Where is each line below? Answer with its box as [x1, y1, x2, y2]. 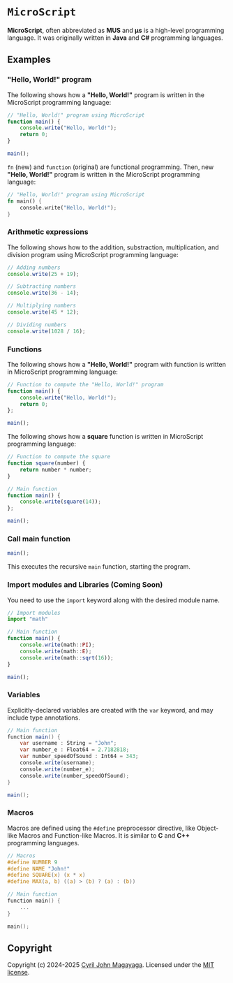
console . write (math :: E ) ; [20, 648, 92, 655]
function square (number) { [7, 460, 86, 467]
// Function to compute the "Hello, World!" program [7, 381, 164, 388]
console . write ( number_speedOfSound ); [20, 772, 130, 779]
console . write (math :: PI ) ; [20, 641, 96, 648]
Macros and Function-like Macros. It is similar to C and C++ [18, 831, 190, 840]
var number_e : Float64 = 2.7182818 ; [20, 746, 130, 753]
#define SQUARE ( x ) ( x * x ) [7, 872, 86, 879]
